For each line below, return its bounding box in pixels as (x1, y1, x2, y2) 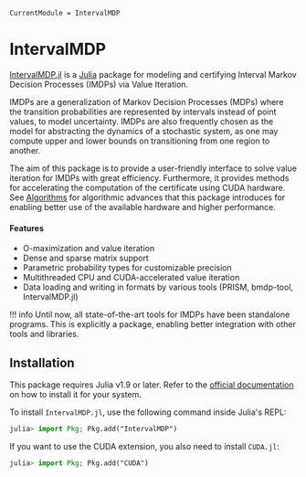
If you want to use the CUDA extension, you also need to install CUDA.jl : (9, 440, 280, 451)
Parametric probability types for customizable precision (22, 262, 233, 273)
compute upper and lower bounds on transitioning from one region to (9, 135, 270, 146)
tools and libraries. (9, 329, 79, 340)
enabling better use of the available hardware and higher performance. (9, 201, 277, 212)
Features (9, 222, 44, 233)
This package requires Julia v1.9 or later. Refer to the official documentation (9, 379, 294, 390)
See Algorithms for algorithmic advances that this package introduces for (9, 192, 286, 203)
